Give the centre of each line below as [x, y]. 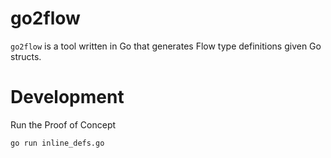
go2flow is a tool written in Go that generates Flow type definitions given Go [166, 46]
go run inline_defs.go [57, 143]
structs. [26, 56]
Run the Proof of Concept [63, 124]
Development [67, 97]
